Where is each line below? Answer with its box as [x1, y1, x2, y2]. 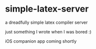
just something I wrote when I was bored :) [5, 29, 92, 34]
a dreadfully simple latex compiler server [5, 19, 88, 25]
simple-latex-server [5, 3, 89, 15]
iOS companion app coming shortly [5, 38, 77, 44]
